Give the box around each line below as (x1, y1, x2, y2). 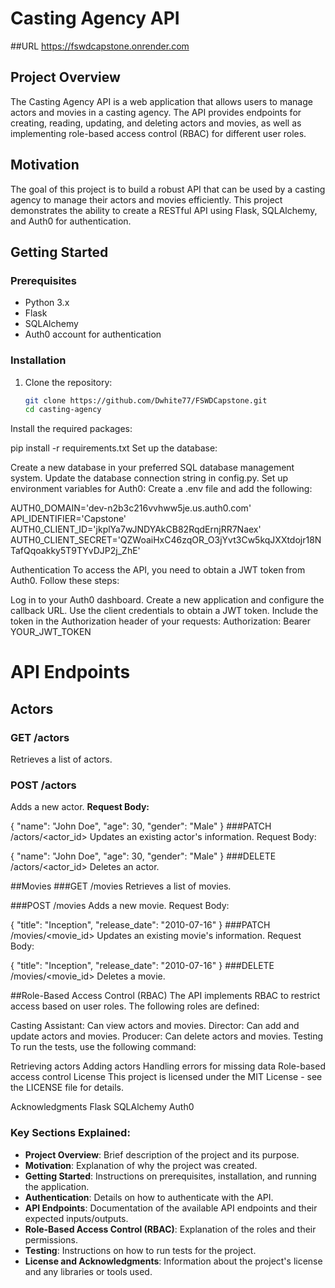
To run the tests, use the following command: (10, 1041, 197, 1053)
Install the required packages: (10, 423, 133, 435)
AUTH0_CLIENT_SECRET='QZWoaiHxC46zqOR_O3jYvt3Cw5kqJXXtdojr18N (10, 534, 322, 546)
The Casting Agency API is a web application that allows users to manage (10, 95, 313, 107)
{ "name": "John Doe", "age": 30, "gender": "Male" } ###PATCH (10, 820, 272, 832)
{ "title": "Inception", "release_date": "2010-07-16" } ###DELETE (10, 960, 275, 972)
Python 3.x (24, 297, 70, 309)
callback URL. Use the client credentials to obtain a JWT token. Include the (10, 605, 319, 617)
